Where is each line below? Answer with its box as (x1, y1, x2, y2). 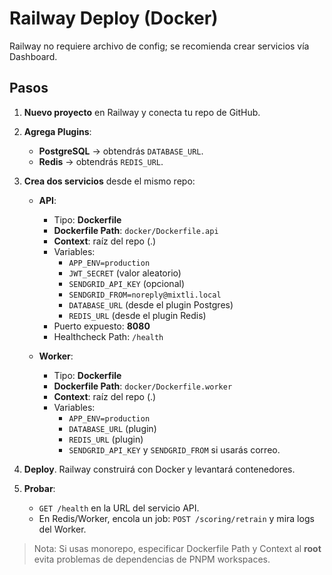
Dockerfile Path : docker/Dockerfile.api (53, 224, 219, 236)
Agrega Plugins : (23, 125, 92, 137)
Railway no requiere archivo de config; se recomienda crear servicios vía (9, 40, 310, 52)
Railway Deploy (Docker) (9, 7, 219, 30)
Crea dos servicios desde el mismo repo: (23, 175, 196, 187)
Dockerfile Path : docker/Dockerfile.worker (53, 380, 233, 392)
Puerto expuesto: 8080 (53, 320, 151, 332)
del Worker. (38, 523, 87, 535)
